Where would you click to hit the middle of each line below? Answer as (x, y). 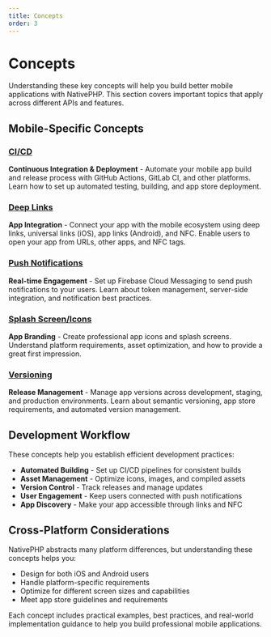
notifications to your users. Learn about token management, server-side (128, 289)
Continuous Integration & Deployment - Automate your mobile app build (130, 169)
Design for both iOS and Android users (85, 573)
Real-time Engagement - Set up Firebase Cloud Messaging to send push (130, 281)
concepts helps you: (42, 558)
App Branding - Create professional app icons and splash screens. (120, 337)
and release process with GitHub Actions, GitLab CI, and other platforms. (130, 178)
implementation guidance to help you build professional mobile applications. (135, 623)
